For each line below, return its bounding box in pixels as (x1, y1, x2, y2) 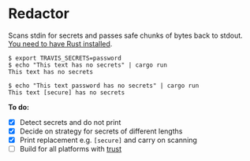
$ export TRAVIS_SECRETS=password (8, 54, 122, 62)
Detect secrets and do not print (19, 117, 121, 126)
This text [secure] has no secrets (8, 88, 125, 97)
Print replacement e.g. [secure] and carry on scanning (19, 135, 197, 145)
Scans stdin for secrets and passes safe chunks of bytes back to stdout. (8, 31, 243, 40)
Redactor (8, 5, 69, 23)
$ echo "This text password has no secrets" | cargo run (8, 82, 200, 90)
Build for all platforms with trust (19, 145, 122, 154)
